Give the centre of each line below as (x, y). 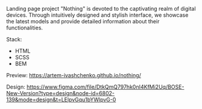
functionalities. (25, 28)
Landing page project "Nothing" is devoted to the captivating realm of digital (101, 9)
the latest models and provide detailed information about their (83, 21)
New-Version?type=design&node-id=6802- (60, 93)
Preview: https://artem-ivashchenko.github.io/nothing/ (74, 75)
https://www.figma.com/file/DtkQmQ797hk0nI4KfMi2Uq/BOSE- (105, 87)
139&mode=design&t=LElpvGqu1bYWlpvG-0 (61, 99)
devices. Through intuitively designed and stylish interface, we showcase (97, 15)
